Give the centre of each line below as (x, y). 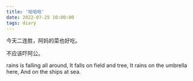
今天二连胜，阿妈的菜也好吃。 (43, 41)
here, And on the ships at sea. (44, 72)
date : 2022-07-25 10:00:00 (40, 17)
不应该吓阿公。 (25, 53)
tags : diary (21, 23)
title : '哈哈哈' (25, 12)
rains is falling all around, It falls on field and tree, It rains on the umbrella (97, 65)
